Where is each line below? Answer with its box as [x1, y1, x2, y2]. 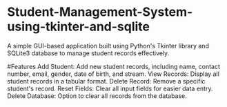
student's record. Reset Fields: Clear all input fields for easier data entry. [7, 84, 213, 93]
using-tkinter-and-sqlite [7, 19, 150, 35]
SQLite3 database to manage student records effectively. [7, 49, 170, 57]
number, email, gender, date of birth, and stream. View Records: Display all [7, 70, 219, 78]
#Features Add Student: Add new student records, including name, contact [7, 62, 221, 70]
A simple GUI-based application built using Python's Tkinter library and [7, 41, 209, 50]
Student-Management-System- [7, 4, 193, 20]
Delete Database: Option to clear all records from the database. [7, 91, 188, 100]
